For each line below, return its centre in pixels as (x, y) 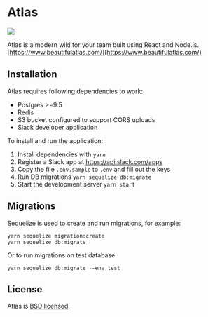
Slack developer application (57, 127)
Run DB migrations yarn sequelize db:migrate (84, 177)
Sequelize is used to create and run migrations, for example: (94, 223)
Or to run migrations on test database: (62, 255)
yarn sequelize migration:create (56, 236)
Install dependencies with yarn (62, 154)
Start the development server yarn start (76, 184)
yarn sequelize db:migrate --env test (64, 268)
